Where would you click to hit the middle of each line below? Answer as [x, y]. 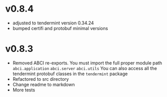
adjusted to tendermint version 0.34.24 [53, 23]
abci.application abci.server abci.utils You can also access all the [85, 68]
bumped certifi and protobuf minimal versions [60, 28]
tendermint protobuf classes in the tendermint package [70, 74]
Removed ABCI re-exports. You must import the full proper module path [87, 63]
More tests [24, 90]
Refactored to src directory [41, 79]
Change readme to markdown [44, 84]
